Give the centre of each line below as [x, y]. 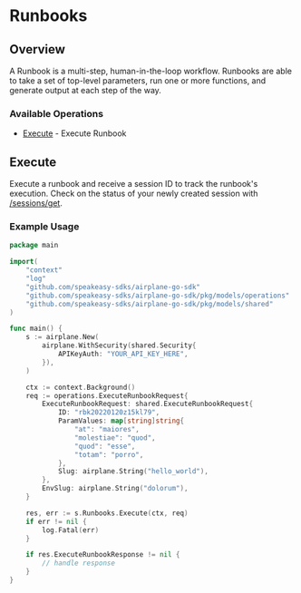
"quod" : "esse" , [105, 446]
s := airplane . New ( [63, 337]
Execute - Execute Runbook [74, 133]
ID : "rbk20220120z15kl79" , [109, 413]
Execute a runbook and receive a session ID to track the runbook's [134, 184]
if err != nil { [57, 521]
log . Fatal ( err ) [71, 530]
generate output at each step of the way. [85, 90]
